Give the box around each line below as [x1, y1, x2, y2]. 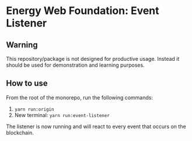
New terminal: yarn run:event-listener [14, 111, 110, 118]
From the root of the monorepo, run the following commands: [6, 94, 153, 101]
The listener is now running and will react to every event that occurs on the [6, 123, 186, 130]
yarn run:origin [14, 106, 54, 112]
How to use [6, 78, 48, 88]
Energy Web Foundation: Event [6, 4, 159, 18]
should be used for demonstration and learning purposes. [6, 61, 145, 68]
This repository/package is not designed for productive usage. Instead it [6, 56, 180, 62]
